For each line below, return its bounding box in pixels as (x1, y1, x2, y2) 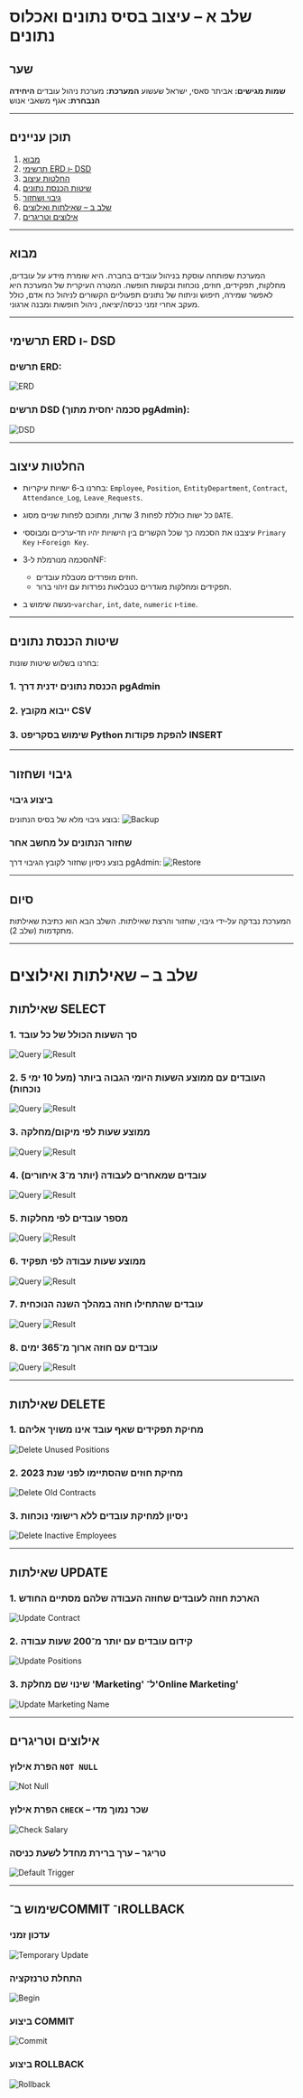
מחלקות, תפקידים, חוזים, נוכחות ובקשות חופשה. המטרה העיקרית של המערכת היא (9, 279, 286, 290)
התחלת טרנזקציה (9, 1972, 83, 1984)
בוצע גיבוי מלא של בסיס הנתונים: (9, 814, 120, 825)
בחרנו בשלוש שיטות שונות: (9, 658, 99, 669)
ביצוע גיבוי (9, 793, 54, 806)
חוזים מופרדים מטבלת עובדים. (35, 572, 138, 583)
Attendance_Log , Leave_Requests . (22, 492, 143, 503)
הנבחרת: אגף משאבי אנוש (9, 95, 101, 106)
